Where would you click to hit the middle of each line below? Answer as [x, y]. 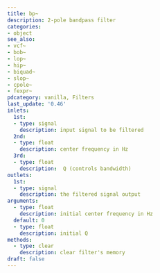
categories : [24, 26]
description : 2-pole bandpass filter [62, 20]
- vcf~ [17, 46]
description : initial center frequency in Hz [87, 214]
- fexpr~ [20, 91]
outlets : [20, 175]
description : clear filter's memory [73, 253]
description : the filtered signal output [80, 195]
